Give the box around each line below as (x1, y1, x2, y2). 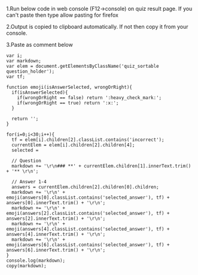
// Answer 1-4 (11, 179, 47, 185)
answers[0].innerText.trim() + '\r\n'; (6, 200, 106, 206)
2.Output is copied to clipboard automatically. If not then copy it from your (6, 23, 188, 30)
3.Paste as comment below (6, 41, 73, 48)
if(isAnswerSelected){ (11, 89, 68, 95)
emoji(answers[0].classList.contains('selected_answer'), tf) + (6, 195, 170, 201)
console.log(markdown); (6, 258, 66, 264)
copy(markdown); (6, 263, 47, 269)
